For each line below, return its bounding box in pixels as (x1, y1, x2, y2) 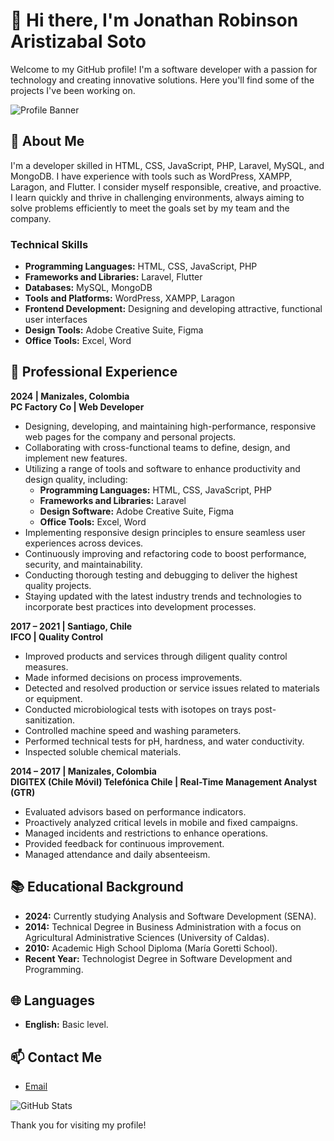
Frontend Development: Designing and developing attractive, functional (24, 303, 323, 315)
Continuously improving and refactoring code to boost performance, (24, 547, 307, 559)
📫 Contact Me (10, 1049, 103, 1066)
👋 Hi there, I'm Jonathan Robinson (10, 9, 299, 32)
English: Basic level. (24, 1019, 109, 1031)
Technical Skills (10, 237, 89, 251)
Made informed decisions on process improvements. (24, 671, 243, 683)
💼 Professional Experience (10, 364, 178, 381)
